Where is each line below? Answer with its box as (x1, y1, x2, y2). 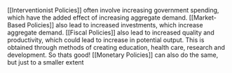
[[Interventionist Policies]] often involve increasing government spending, (7, 6, 219, 14)
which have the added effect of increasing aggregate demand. (7, 13, 188, 22)
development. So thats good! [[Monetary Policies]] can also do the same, (7, 51, 219, 59)
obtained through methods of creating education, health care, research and (7, 44, 226, 51)
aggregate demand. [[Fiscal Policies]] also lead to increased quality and (7, 28, 215, 36)
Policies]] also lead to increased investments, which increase (27, 21, 203, 29)
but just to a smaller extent (7, 58, 84, 66)
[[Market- (189, 13, 217, 22)
